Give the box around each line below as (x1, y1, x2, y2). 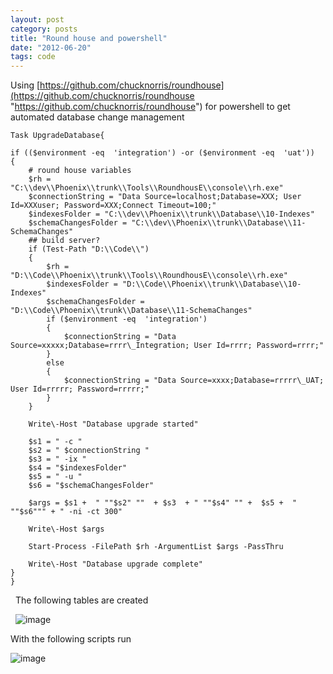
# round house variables (28, 166, 132, 176)
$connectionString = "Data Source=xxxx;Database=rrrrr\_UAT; (63, 376, 325, 386)
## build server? (28, 236, 101, 246)
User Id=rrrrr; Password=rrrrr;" (10, 384, 150, 395)
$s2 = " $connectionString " (28, 446, 150, 456)
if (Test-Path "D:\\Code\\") (28, 244, 150, 255)
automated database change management (10, 111, 185, 123)
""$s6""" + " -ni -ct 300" (10, 507, 123, 517)
